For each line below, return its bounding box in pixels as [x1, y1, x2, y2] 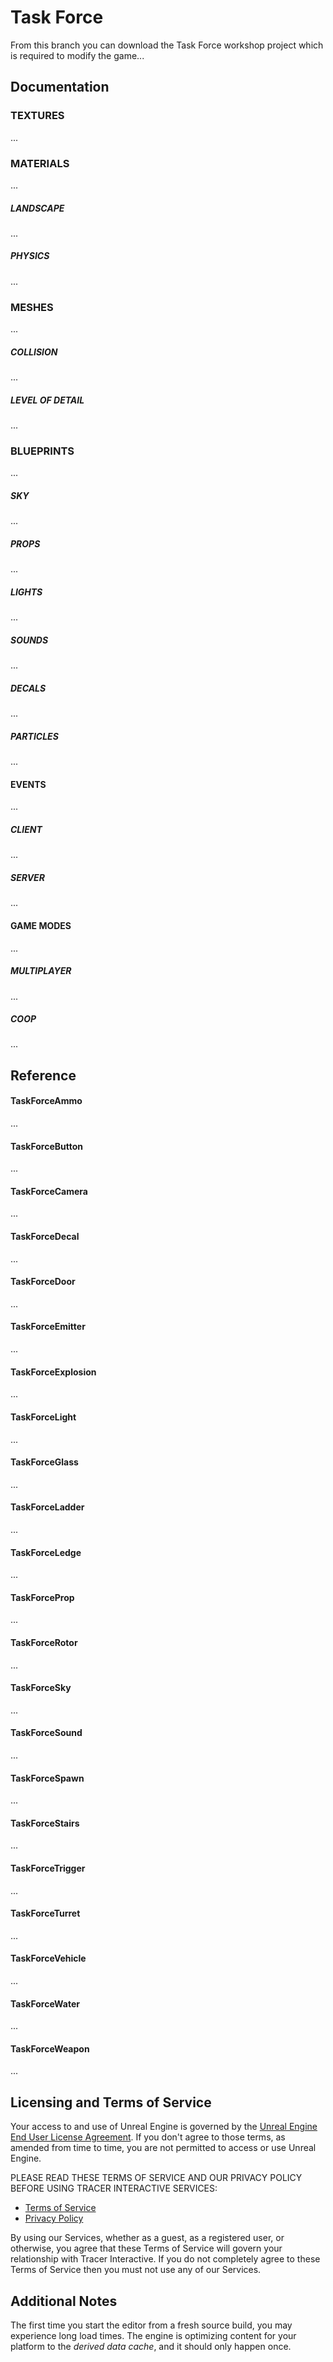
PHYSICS [10, 250, 50, 262]
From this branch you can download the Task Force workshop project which [10, 39, 324, 51]
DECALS [10, 682, 47, 694]
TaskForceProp [10, 1591, 75, 1603]
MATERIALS [10, 156, 70, 170]
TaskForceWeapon [10, 2042, 90, 2055]
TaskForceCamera [10, 1185, 88, 1197]
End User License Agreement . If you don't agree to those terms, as [10, 2131, 286, 2143]
